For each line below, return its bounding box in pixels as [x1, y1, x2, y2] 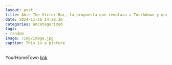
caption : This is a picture [5, 41, 66, 46]
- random [5, 31, 24, 36]
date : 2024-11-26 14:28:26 [5, 17, 63, 22]
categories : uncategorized [5, 21, 63, 27]
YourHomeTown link [5, 54, 48, 60]
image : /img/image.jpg [5, 36, 54, 41]
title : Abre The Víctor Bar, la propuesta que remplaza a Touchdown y [5, 12, 159, 17]
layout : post [5, 7, 33, 13]
